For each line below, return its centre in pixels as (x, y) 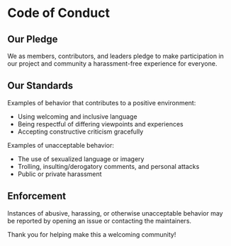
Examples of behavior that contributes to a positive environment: (102, 102)
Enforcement (36, 196)
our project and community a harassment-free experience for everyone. (112, 64)
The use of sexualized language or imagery (81, 159)
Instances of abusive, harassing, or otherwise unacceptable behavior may (115, 213)
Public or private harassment (60, 174)
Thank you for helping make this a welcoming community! (92, 234)
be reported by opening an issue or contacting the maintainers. (100, 221)
